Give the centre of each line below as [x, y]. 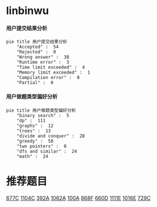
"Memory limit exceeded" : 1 [54, 73]
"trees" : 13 [34, 131]
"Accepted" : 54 [38, 47]
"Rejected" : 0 [37, 52]
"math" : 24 [33, 156]
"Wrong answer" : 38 [43, 57]
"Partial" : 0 [35, 83]
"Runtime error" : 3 [43, 63]
